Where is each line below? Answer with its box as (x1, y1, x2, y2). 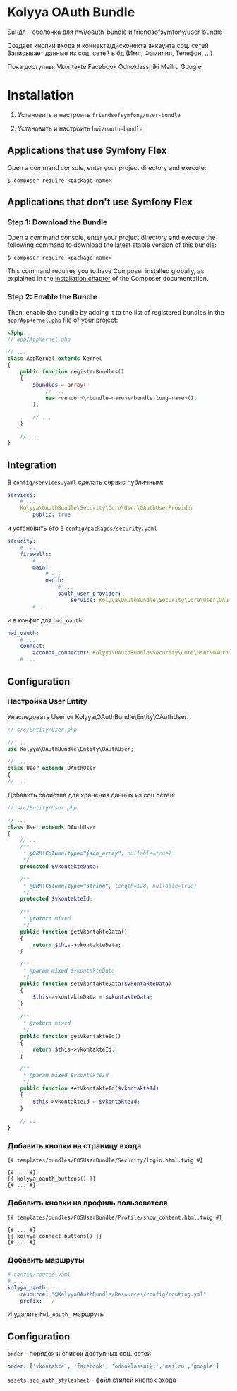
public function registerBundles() (20, 368, 125, 375)
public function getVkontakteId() (20, 1032, 121, 1040)
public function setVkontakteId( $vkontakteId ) (20, 1085, 159, 1092)
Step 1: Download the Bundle (7, 217, 108, 227)
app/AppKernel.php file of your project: (7, 315, 119, 324)
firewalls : (20, 550, 52, 558)
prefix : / (20, 1297, 55, 1304)
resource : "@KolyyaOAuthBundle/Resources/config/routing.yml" (20, 1291, 207, 1298)
